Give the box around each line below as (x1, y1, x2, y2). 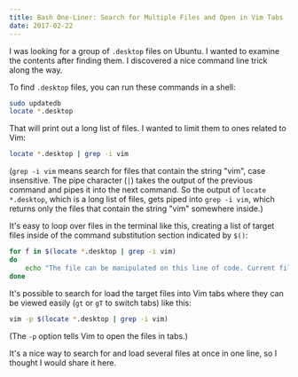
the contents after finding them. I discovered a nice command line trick (9, 55, 268, 66)
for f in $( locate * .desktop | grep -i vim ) (9, 247, 176, 256)
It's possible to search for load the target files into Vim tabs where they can (9, 287, 284, 298)
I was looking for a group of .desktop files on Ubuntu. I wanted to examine (9, 45, 280, 56)
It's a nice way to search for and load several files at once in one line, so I (9, 348, 278, 358)
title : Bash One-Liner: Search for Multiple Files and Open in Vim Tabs (9, 12, 284, 22)
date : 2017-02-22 (9, 21, 74, 30)
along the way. (9, 64, 63, 75)
